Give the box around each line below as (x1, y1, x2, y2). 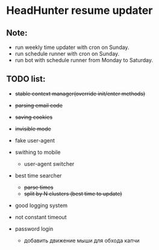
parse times (23, 184, 54, 191)
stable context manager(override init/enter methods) (14, 90, 146, 97)
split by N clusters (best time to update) (23, 190, 122, 197)
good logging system (14, 202, 68, 209)
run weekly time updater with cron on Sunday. (14, 43, 129, 51)
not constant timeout (14, 213, 67, 220)
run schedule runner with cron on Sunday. (14, 50, 120, 57)
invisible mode (14, 125, 51, 132)
